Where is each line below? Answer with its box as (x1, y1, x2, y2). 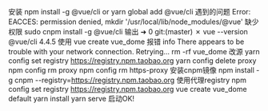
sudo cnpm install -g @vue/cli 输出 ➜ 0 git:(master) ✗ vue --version (23, 27, 248, 36)
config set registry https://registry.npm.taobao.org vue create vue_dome (8, 85, 247, 93)
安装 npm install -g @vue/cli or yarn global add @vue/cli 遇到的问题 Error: (8, 7, 251, 16)
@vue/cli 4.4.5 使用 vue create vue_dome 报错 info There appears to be (8, 37, 245, 46)
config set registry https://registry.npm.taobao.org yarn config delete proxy (8, 56, 257, 65)
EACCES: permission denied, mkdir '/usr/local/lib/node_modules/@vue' (8, 17, 243, 26)
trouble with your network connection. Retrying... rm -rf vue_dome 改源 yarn (8, 47, 260, 56)
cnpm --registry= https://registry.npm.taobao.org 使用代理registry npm (14, 75, 246, 85)
